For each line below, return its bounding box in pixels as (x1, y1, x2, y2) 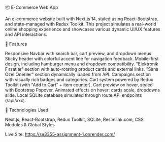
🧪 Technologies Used (5, 107, 48, 113)
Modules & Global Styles (5, 122, 55, 127)
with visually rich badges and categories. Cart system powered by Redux (5, 77, 154, 83)
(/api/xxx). (5, 98, 26, 103)
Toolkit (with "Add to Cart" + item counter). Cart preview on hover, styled (5, 82, 153, 87)
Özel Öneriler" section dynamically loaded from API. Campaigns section (5, 71, 151, 77)
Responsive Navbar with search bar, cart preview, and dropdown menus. (5, 51, 153, 56)
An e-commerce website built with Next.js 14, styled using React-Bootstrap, (5, 16, 159, 22)
